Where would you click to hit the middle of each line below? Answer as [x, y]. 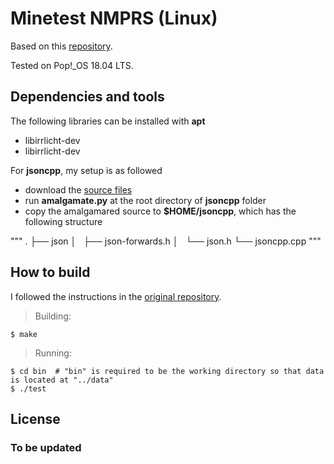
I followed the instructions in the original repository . [116, 296]
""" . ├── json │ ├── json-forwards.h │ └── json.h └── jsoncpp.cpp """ [166, 241]
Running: [53, 353]
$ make [24, 334]
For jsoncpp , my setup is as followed [86, 170]
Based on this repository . [61, 46]
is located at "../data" [62, 380]
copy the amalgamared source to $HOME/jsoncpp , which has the [160, 211]
